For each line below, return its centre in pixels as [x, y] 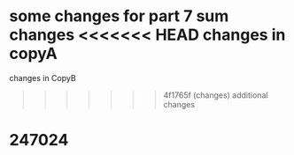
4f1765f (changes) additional [216, 95]
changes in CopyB [43, 77]
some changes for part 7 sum [119, 16]
